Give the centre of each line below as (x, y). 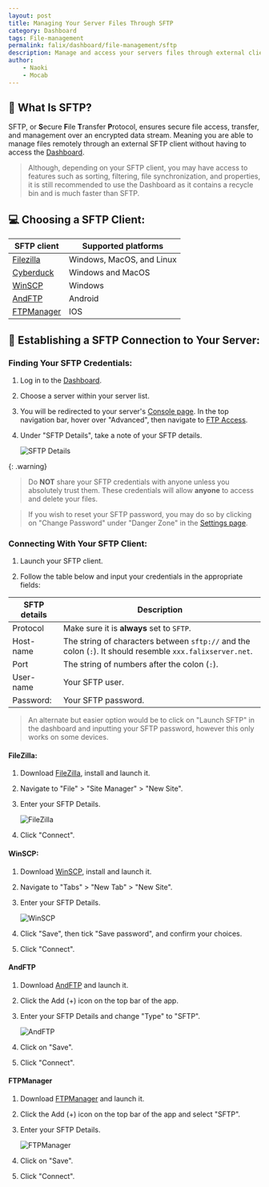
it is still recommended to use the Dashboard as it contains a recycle (141, 185)
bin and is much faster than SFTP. (84, 194)
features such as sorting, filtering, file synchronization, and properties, (144, 176)
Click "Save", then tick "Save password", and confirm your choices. (131, 933)
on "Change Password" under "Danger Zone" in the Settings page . (138, 523)
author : (21, 61)
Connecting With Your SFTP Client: (78, 543)
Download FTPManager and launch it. (82, 1099)
